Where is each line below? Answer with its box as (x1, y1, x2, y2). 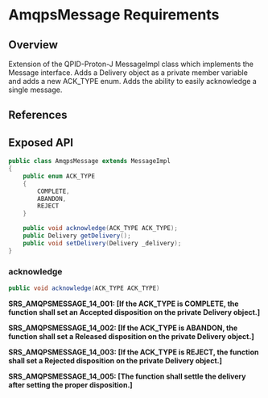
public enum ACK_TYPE (23, 172, 95, 180)
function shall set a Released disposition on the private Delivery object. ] (8, 331, 255, 341)
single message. (8, 85, 63, 94)
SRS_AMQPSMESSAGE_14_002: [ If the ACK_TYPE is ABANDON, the (8, 323, 238, 333)
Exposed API (8, 136, 74, 149)
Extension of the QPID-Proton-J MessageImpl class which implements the (8, 59, 254, 69)
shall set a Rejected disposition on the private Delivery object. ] (8, 355, 223, 365)
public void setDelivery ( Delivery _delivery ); (23, 239, 182, 247)
